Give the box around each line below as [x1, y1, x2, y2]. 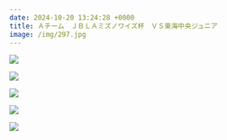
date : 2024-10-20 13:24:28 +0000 [9, 13, 135, 22]
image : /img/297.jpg [9, 30, 87, 39]
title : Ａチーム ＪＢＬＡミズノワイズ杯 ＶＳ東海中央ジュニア [9, 22, 218, 31]
